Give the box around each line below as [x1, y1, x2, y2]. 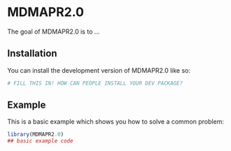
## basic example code [7, 138, 73, 145]
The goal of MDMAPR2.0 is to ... [7, 27, 100, 36]
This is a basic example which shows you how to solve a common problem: [7, 117, 224, 126]
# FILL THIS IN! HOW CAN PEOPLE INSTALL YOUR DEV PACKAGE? [7, 80, 183, 87]
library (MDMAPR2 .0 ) [7, 131, 64, 138]
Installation [7, 48, 57, 59]
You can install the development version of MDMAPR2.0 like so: [7, 66, 191, 74]
